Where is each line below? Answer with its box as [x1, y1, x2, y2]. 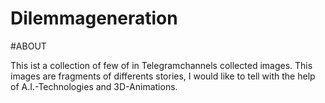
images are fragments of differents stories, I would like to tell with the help [10, 70, 316, 82]
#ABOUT [10, 40, 47, 52]
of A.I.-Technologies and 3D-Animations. [10, 80, 178, 92]
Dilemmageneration [10, 7, 178, 30]
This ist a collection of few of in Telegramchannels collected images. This [10, 59, 313, 71]
